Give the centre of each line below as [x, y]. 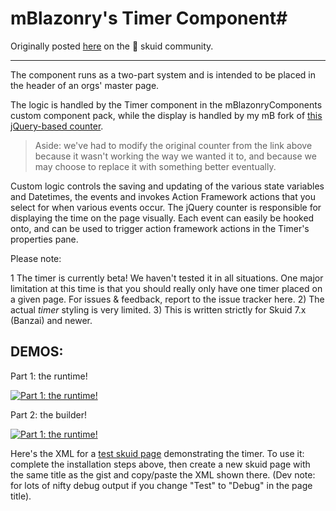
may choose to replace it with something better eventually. [155, 166]
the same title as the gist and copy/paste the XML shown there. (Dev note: [163, 474]
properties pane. [44, 239]
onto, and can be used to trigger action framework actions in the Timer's [160, 228]
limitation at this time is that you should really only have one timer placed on [166, 288]
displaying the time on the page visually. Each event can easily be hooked [162, 218]
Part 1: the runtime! [49, 376]
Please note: [36, 258]
